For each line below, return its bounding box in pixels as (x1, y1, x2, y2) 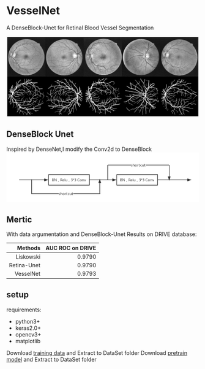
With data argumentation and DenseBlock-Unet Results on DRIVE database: (6, 230, 197, 238)
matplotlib (15, 337, 41, 344)
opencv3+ (15, 330, 42, 338)
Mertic (6, 214, 32, 224)
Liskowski (15, 253, 41, 261)
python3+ (15, 318, 40, 325)
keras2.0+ (15, 324, 42, 332)
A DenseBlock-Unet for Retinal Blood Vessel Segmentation (6, 24, 154, 31)
